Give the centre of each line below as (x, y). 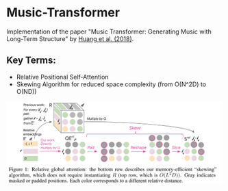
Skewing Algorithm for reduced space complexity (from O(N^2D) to (111, 84)
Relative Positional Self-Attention (62, 77)
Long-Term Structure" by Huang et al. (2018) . (70, 38)
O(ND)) (26, 91)
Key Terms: (31, 61)
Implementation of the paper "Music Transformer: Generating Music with (109, 31)
